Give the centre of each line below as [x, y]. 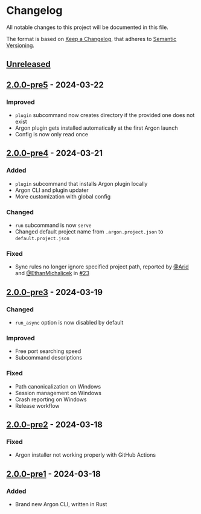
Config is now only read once [52, 135]
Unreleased [29, 64]
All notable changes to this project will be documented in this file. [88, 27]
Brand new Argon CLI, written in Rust [61, 504]
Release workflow [37, 405]
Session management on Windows [58, 393]
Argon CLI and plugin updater [52, 190]
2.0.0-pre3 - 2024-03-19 [55, 292]
